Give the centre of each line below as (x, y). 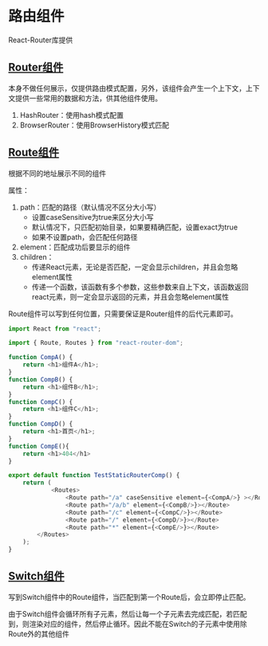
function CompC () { (41, 402)
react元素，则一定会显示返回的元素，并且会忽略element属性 (130, 296)
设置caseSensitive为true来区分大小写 (93, 217)
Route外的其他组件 (39, 633)
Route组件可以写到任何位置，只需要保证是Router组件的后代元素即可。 (123, 313)
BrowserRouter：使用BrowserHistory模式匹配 (95, 125)
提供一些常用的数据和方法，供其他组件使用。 (88, 98)
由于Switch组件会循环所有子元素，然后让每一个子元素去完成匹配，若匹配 (128, 613)
